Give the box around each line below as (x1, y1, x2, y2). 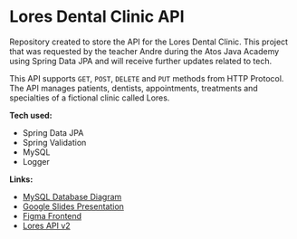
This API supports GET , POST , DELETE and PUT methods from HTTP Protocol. (9, 72, 284, 83)
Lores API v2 (22, 220, 71, 231)
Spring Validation (22, 137, 87, 148)
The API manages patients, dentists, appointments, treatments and (9, 82, 258, 93)
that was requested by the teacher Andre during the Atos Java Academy (9, 45, 280, 56)
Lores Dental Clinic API (9, 6, 185, 27)
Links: (9, 174, 34, 185)
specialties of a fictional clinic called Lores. (9, 92, 170, 103)
